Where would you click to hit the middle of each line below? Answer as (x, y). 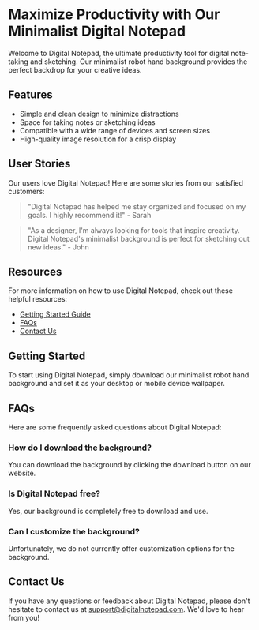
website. (22, 473)
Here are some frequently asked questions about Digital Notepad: (115, 427)
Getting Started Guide (55, 314)
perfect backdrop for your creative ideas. (75, 69)
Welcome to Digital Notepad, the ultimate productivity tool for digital (119, 53)
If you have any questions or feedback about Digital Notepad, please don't (129, 601)
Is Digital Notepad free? (54, 493)
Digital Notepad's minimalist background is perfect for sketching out (139, 238)
